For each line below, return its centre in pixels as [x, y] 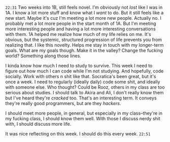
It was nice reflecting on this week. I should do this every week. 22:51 [78, 134]
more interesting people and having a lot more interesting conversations [80, 29]
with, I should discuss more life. [38, 124]
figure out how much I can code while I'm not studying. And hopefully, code [84, 71]
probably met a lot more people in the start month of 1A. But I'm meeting [81, 23]
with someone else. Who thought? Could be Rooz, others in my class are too [85, 87]
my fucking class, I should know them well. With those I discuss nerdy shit [83, 118]
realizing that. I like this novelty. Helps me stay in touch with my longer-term [84, 45]
